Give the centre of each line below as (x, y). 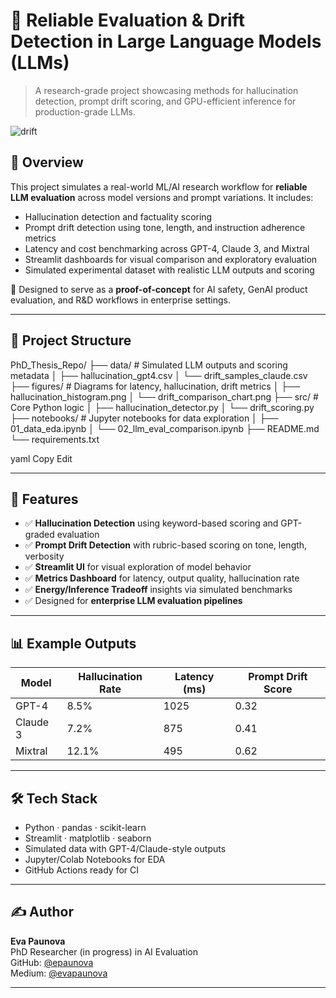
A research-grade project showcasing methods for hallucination (166, 90)
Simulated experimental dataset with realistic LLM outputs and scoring (169, 270)
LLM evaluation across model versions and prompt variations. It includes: (162, 197)
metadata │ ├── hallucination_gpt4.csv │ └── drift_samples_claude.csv (159, 375)
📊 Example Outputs (73, 643)
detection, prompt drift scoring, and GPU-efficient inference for (165, 101)
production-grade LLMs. (85, 111)
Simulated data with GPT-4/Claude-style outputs (125, 848)
